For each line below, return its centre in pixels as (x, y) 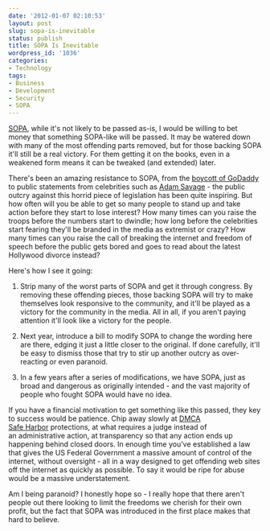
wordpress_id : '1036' (45, 53)
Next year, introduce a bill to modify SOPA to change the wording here (136, 336)
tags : (17, 76)
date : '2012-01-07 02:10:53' (57, 16)
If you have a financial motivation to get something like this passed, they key (135, 410)
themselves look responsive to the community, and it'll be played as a (135, 303)
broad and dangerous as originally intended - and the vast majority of (135, 386)
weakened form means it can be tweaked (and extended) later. (112, 163)
